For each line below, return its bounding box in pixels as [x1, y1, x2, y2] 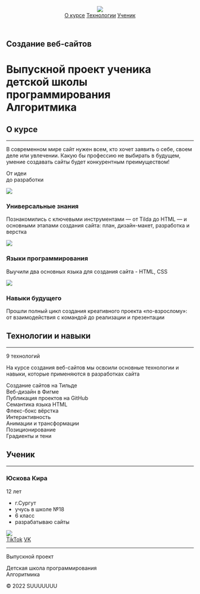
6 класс [14, 512, 35, 519]
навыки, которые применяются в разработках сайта [6, 370, 140, 377]
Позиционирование [6, 426, 56, 433]
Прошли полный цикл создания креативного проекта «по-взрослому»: [6, 307, 187, 314]
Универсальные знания [6, 202, 79, 210]
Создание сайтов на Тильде [6, 382, 77, 389]
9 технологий [6, 352, 40, 359]
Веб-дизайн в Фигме [6, 388, 60, 395]
